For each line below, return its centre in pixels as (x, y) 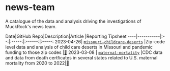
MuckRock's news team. (31, 26)
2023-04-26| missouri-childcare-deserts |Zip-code (110, 41)
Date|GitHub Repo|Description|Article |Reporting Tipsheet (66, 36)
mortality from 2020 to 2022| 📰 (37, 63)
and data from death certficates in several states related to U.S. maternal (81, 57)
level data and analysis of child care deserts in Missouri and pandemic (79, 47)
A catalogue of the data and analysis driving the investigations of (73, 21)
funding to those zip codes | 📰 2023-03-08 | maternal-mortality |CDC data (84, 52)
